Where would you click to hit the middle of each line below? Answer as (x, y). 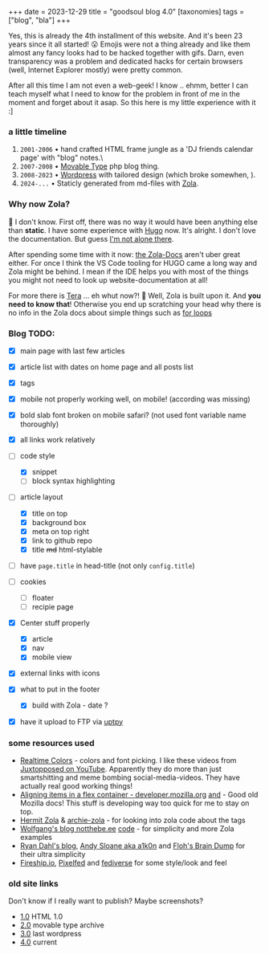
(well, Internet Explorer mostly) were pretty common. (96, 70)
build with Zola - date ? (70, 705)
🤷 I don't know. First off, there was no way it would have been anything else (133, 222)
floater (43, 597)
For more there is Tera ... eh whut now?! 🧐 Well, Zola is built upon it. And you (135, 296)
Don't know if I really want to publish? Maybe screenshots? (106, 901)
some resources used (51, 743)
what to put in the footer (60, 689)
